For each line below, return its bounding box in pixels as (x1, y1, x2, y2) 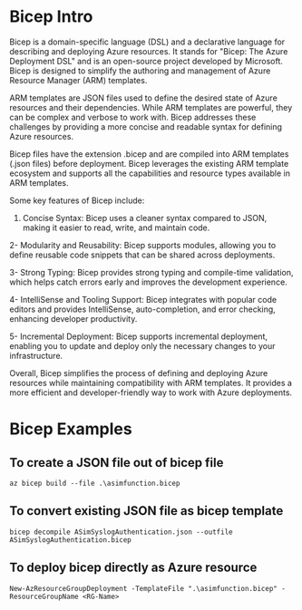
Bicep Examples (9, 419, 133, 440)
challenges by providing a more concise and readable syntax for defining (9, 121, 283, 132)
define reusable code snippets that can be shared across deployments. (9, 249, 276, 260)
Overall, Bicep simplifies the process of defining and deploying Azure (9, 367, 268, 378)
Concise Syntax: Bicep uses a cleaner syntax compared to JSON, (22, 212, 268, 223)
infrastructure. (9, 350, 63, 361)
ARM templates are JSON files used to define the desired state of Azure (9, 92, 278, 103)
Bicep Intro (9, 6, 93, 27)
